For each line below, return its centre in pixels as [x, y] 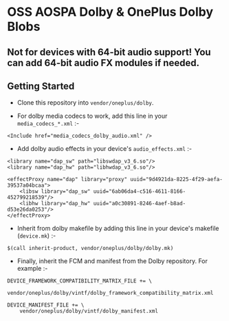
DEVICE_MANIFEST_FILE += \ [46, 305]
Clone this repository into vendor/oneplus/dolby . [85, 103]
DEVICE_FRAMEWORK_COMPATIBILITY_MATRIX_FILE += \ [80, 281]
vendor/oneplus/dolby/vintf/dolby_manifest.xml [89, 311]
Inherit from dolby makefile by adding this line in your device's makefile [118, 229]
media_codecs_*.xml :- [48, 123]
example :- [32, 269]
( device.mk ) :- [36, 236]
